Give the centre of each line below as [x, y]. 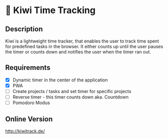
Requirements [28, 68]
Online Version [29, 119]
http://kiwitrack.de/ [25, 131]
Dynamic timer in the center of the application [60, 80]
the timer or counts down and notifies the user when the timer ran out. [78, 52]
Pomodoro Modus [31, 103]
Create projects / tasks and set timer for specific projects [72, 91]
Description [24, 29]
